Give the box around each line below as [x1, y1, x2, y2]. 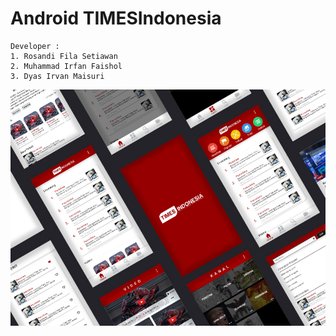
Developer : [10, 41, 60, 51]
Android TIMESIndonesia [10, 7, 222, 30]
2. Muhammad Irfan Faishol [10, 61, 123, 71]
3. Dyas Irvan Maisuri [10, 71, 105, 81]
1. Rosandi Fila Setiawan [10, 51, 118, 61]
